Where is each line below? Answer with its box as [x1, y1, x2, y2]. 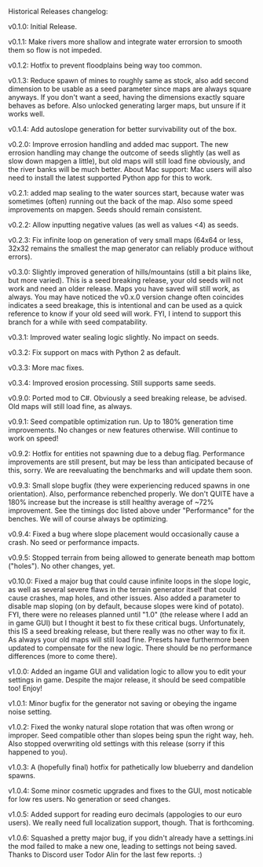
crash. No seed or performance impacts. [8, 538, 140, 547]
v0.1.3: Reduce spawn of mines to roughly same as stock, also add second [8, 76, 249, 85]
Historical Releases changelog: [8, 7, 108, 16]
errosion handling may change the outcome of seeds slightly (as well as [8, 148, 241, 157]
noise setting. [8, 707, 53, 716]
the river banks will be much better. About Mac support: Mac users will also [8, 165, 253, 174]
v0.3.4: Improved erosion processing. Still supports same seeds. [8, 379, 217, 387]
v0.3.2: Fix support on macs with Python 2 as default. [8, 348, 181, 357]
